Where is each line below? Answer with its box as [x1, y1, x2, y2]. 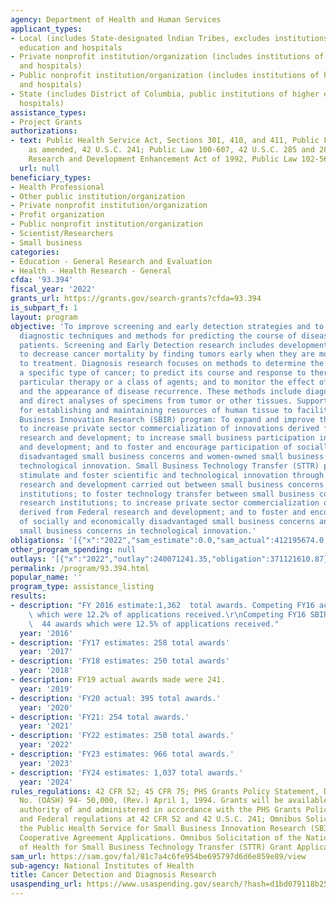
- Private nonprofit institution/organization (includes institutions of [10, 52, 325, 62]
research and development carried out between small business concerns [19, 479, 325, 490]
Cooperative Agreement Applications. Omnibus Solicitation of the [19, 832, 302, 843]
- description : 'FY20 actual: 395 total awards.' [10, 693, 222, 703]
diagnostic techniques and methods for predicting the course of [19, 331, 298, 341]
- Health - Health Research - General [10, 266, 172, 276]
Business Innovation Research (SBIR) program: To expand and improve [19, 414, 315, 425]
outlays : [10, 554, 47, 564]
